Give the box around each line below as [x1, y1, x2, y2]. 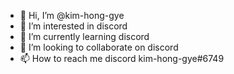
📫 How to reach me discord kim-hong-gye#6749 [19, 53, 225, 64]
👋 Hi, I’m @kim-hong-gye [19, 10, 125, 21]
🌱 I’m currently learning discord [19, 31, 150, 42]
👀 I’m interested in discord [19, 20, 128, 32]
